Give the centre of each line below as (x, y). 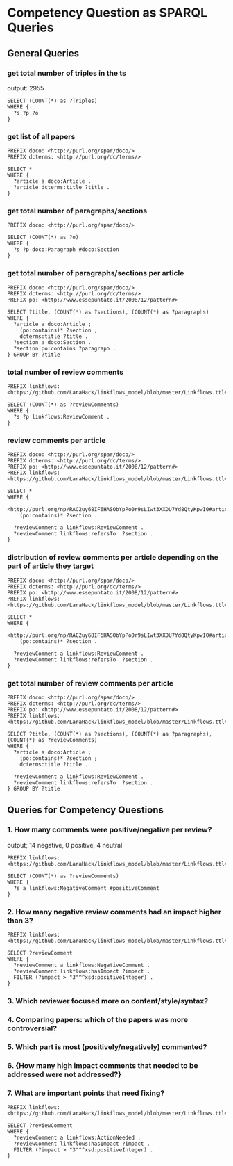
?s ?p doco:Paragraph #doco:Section (66, 250)
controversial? (32, 1028)
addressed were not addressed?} (64, 1074)
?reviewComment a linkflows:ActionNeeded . (77, 1137)
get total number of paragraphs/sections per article (96, 273)
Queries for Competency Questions (86, 810)
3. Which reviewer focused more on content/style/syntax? (108, 1001)
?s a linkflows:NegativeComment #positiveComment (86, 888)
